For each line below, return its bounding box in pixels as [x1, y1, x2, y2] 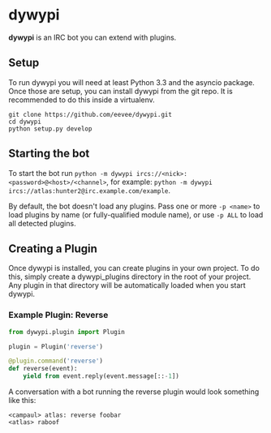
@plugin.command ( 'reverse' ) [8, 357, 104, 366]
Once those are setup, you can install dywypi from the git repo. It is [8, 86, 233, 96]
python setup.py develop [8, 124, 92, 133]
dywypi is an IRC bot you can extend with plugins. [8, 32, 177, 42]
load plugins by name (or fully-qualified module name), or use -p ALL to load [8, 209, 264, 220]
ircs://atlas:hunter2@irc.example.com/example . [8, 185, 171, 195]
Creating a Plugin [8, 242, 97, 255]
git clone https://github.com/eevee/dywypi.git [8, 110, 173, 118]
